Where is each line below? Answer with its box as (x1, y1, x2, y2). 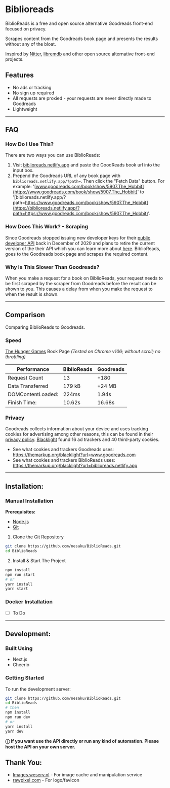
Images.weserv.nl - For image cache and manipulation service (12, 772, 143, 778)
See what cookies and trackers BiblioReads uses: (12, 457, 115, 463)
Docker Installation (5, 598, 53, 605)
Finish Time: (8, 399, 37, 406)
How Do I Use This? (5, 141, 54, 148)
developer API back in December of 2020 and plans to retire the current (5, 240, 155, 246)
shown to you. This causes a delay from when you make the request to (5, 286, 153, 292)
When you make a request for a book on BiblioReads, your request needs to (5, 275, 163, 281)
